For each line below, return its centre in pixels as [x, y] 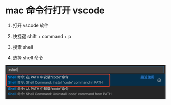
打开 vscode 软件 [31, 25]
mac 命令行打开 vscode [55, 10]
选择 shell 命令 [28, 58]
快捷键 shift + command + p [42, 36]
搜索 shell [23, 47]
